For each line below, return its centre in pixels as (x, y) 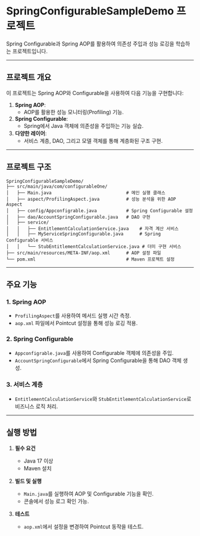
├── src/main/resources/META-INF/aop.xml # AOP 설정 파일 (84, 253)
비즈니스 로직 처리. (36, 406)
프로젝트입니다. (30, 51)
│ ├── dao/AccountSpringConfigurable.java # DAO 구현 (78, 217)
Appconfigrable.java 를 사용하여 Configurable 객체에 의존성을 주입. (94, 353)
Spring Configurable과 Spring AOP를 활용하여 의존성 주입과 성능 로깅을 (90, 44)
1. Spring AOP (26, 302)
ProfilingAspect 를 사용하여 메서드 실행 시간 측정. (73, 316)
